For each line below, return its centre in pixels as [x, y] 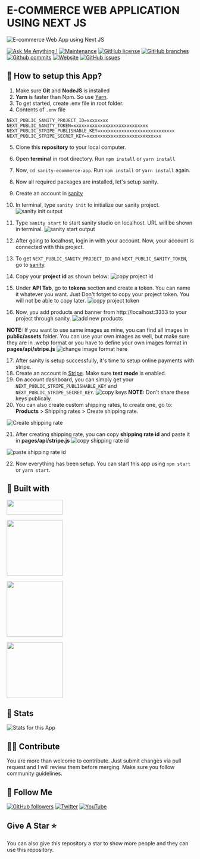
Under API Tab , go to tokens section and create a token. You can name [103, 288]
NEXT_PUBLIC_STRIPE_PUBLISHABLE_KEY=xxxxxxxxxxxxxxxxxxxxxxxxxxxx [91, 131]
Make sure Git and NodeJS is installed [62, 91]
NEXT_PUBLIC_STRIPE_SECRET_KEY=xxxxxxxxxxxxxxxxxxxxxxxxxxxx [84, 136]
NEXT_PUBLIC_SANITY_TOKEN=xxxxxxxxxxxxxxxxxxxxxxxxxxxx [77, 126]
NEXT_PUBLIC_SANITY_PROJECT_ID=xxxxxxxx [58, 120]
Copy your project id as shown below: [62, 276]
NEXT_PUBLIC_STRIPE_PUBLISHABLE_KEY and [66, 385]
